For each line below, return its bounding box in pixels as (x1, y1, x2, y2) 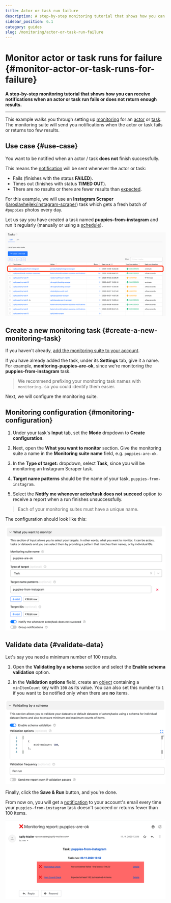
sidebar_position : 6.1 (5, 19, 53, 24)
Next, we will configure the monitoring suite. (5, 393, 98, 400)
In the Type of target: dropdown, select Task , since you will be (12, 460, 145, 466)
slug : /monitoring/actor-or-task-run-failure (5, 30, 103, 35)
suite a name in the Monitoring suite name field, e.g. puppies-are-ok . (12, 450, 158, 456)
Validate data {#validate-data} (5, 641, 104, 649)
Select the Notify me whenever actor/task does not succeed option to (12, 491, 162, 497)
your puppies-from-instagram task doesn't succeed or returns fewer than (5, 804, 158, 810)
